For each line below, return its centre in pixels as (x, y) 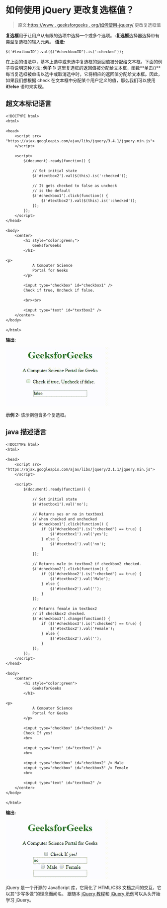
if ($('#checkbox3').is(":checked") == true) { (91, 623)
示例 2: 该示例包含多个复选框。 (37, 415)
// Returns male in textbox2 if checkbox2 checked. (87, 564)
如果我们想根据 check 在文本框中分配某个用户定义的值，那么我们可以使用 (81, 80)
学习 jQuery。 (20, 900)
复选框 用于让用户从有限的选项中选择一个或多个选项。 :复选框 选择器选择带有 (83, 35)
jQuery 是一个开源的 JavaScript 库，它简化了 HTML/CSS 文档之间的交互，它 (84, 887)
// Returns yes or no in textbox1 (68, 514)
